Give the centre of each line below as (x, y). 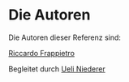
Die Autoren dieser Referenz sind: (65, 37)
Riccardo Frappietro (42, 53)
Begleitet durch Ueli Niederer (57, 69)
